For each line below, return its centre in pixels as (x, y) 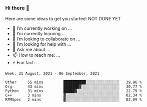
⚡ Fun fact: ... (26, 63)
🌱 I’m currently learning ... (39, 34)
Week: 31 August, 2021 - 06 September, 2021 (52, 74)
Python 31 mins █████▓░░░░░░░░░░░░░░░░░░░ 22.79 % (73, 91)
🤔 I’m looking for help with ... (42, 44)
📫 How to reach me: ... (36, 55)
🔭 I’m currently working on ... (42, 28)
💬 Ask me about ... (31, 50)
